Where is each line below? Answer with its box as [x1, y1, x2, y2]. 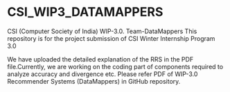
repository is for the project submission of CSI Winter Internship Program [7, 34, 215, 42]
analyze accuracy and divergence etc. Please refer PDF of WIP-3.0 [7, 70, 198, 78]
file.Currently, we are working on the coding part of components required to [7, 62, 224, 71]
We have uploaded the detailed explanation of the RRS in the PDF [7, 55, 194, 63]
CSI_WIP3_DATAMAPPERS [7, 4, 163, 20]
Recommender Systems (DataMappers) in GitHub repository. [7, 77, 181, 85]
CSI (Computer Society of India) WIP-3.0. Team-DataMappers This [7, 27, 197, 35]
